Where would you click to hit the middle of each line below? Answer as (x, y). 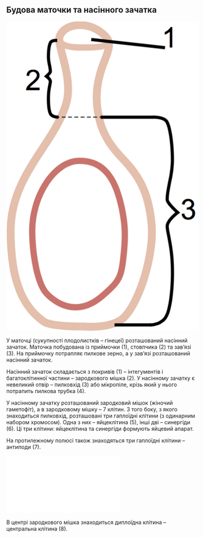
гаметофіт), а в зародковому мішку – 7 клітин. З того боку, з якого (92, 410)
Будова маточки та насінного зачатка (81, 10)
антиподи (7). (24, 447)
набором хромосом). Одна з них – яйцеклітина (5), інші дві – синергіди (98, 422)
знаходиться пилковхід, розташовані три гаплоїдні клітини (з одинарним (101, 416)
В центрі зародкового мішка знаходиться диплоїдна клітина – (86, 522)
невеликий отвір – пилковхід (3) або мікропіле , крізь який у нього (92, 385)
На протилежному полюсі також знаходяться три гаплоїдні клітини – (96, 441)
